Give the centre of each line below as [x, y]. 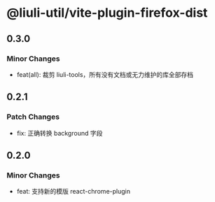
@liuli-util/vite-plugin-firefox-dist [107, 13]
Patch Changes [33, 117]
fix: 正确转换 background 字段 [60, 133]
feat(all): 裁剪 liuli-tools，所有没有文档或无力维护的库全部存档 [105, 74]
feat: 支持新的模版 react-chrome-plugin [74, 192]
